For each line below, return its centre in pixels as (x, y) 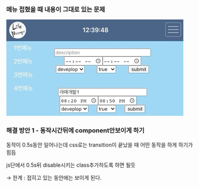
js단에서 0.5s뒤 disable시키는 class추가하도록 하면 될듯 (71, 165)
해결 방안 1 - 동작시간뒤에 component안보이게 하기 (75, 131)
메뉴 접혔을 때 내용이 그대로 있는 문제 (56, 9)
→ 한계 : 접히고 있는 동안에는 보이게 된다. (54, 177)
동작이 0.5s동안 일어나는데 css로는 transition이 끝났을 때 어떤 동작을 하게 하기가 (99, 145)
